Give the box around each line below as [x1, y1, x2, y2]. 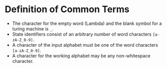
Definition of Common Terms [5, 4, 130, 15]
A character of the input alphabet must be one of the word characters [12, 42, 158, 48]
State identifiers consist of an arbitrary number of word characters [12, 31, 152, 37]
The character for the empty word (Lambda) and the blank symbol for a [12, 20, 162, 26]
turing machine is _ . [12, 25, 54, 31]
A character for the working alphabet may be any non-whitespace [12, 52, 151, 59]
